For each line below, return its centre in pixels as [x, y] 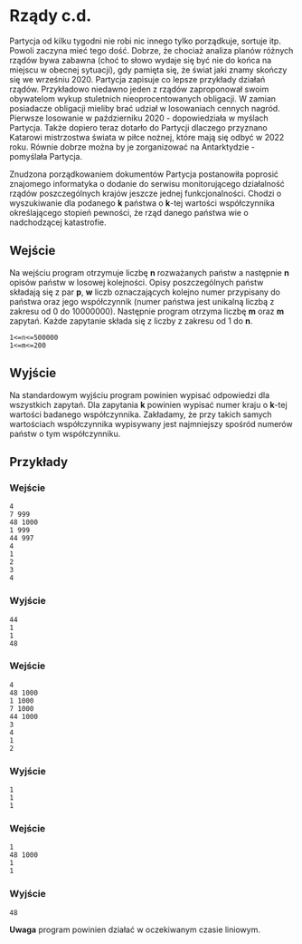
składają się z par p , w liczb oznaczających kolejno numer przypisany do [145, 292]
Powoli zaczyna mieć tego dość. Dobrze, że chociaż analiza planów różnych [151, 50]
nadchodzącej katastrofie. [58, 222]
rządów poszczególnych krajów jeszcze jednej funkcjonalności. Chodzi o [146, 193]
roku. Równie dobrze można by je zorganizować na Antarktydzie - [132, 147]
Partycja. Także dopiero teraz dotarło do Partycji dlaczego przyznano [139, 127]
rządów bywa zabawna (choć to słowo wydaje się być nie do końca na [141, 60]
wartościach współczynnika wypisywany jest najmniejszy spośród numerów [151, 423]
